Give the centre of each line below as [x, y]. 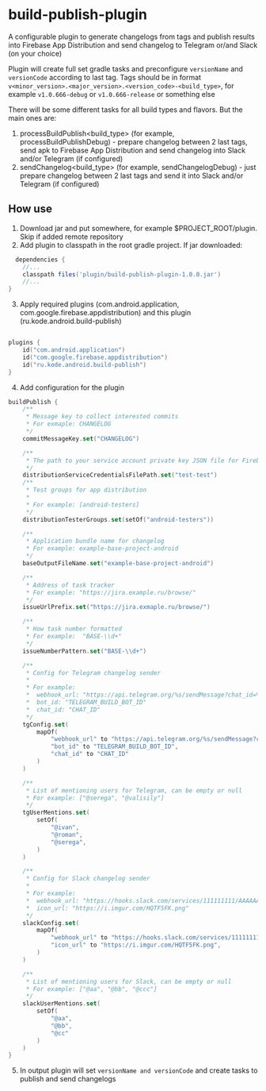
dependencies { [40, 260]
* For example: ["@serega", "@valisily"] [95, 798]
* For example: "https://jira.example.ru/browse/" [111, 592]
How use [30, 209]
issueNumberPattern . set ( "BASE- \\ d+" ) [85, 651]
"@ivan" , [65, 827]
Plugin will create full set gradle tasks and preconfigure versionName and [126, 68]
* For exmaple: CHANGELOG [68, 424]
